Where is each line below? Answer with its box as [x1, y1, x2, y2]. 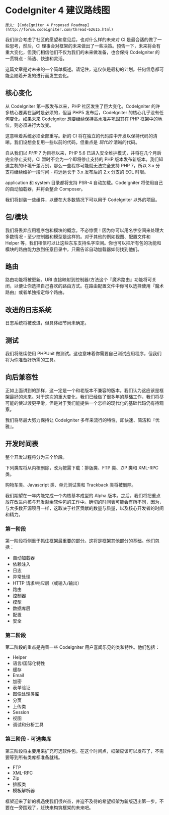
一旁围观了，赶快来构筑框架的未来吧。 [14, 804, 94, 810]
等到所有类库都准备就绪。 [9, 754, 63, 760]
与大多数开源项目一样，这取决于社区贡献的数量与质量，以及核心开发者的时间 [5, 505, 164, 511]
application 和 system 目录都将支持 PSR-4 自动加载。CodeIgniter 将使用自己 [5, 179, 163, 185]
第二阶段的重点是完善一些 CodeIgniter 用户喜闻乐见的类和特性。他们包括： [5, 644, 160, 650]
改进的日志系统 [5, 305, 52, 314]
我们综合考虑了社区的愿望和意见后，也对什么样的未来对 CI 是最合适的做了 [5, 36, 157, 42]
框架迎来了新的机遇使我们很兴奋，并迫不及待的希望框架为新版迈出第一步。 [5, 798, 159, 804]
